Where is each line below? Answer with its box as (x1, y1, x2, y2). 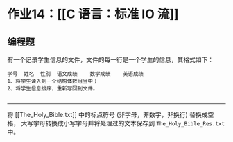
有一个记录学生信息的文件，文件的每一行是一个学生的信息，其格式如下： (7, 56, 214, 63)
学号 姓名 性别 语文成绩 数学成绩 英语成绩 (7, 70, 144, 77)
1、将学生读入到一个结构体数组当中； (7, 78, 98, 85)
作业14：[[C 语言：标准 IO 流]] (7, 6, 179, 22)
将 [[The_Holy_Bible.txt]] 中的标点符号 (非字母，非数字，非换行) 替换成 (7, 111, 208, 119)
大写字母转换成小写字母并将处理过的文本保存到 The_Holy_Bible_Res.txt (20, 119, 225, 128)
